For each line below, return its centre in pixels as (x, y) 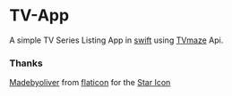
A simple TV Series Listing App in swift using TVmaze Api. (116, 40)
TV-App (39, 16)
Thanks (26, 63)
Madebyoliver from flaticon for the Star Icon (90, 83)
